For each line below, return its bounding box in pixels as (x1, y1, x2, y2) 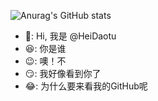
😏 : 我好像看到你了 (24, 68, 102, 79)
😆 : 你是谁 (24, 43, 67, 54)
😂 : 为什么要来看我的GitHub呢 (24, 80, 148, 92)
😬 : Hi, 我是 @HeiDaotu (24, 30, 117, 42)
